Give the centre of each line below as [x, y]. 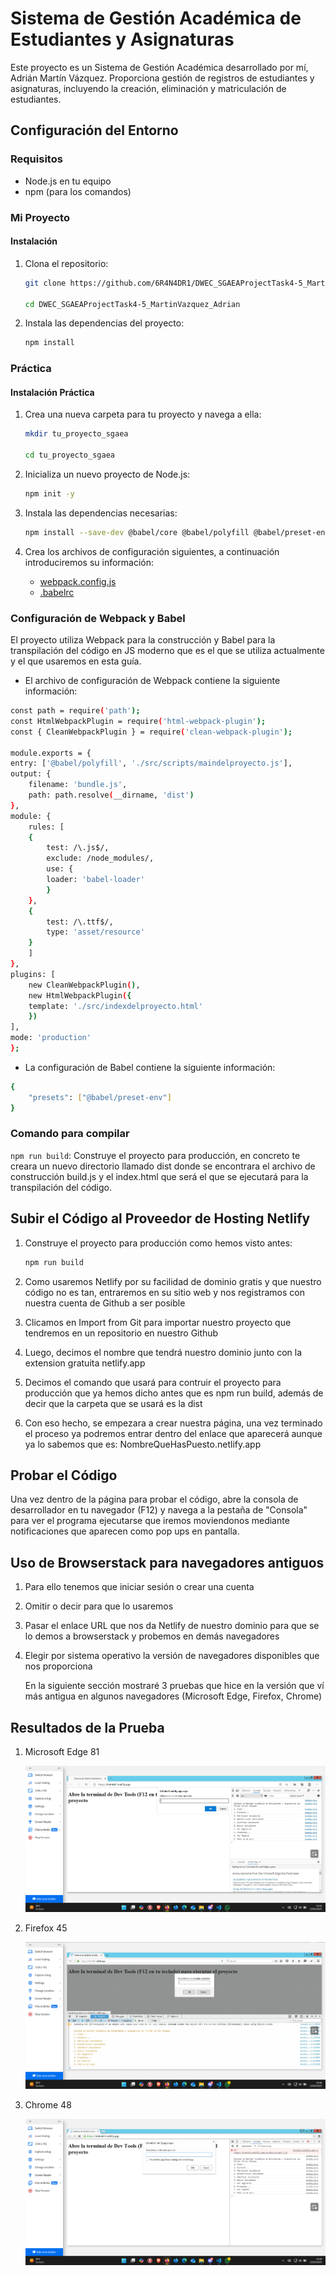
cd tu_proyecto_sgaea [69, 455]
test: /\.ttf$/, [80, 922]
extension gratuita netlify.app [85, 1363]
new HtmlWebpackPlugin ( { [80, 995]
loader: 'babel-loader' [95, 880]
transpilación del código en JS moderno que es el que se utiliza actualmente [167, 651]
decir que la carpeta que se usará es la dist [113, 1403]
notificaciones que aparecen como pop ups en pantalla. [125, 1531]
